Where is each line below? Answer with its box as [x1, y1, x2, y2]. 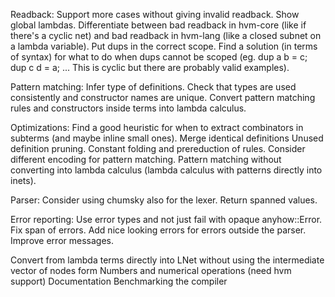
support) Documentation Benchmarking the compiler [10, 275, 228, 287]
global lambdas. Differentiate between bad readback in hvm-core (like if [10, 19, 307, 31]
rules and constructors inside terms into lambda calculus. [10, 102, 247, 114]
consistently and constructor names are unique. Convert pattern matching [10, 92, 316, 103]
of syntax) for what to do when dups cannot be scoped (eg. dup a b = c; [10, 51, 308, 63]
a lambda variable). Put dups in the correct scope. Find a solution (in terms [10, 40, 318, 52]
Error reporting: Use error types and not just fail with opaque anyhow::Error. [10, 214, 323, 225]
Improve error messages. [10, 235, 114, 246]
